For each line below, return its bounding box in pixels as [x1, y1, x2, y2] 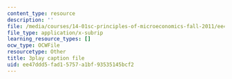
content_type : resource [7, 10, 76, 17]
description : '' [7, 16, 54, 23]
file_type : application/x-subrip [7, 29, 104, 36]
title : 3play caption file [7, 55, 85, 62]
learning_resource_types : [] [7, 36, 91, 43]
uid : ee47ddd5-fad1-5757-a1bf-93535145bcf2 [7, 61, 135, 68]
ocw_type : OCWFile [7, 42, 60, 49]
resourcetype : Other [7, 49, 67, 56]
